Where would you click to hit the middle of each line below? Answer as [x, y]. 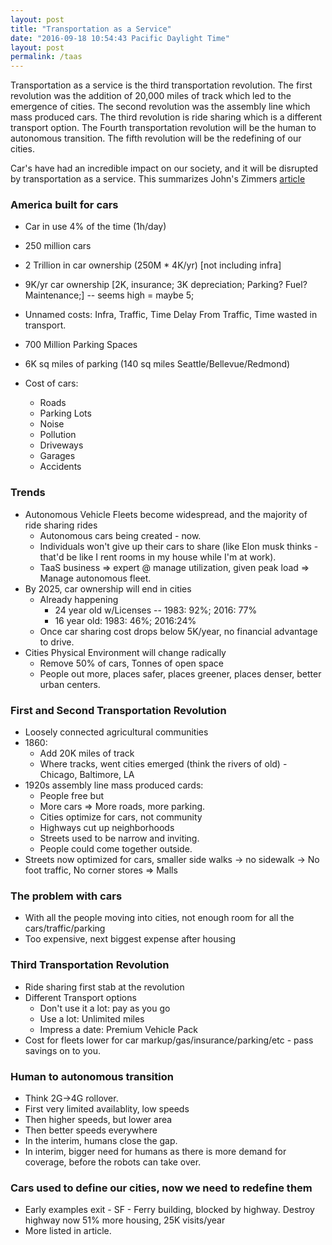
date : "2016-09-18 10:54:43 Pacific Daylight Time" [120, 38]
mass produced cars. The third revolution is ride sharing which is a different [166, 117]
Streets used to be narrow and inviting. [119, 838]
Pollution [58, 435]
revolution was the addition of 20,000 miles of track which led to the [151, 96]
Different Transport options [80, 997]
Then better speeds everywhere [91, 1130]
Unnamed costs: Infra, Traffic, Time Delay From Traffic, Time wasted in [171, 315]
